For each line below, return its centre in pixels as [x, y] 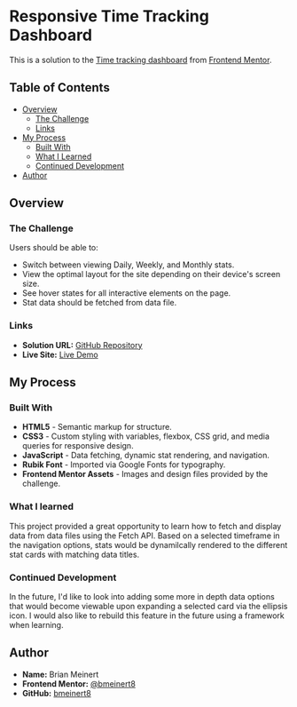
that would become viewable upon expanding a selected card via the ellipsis [148, 607]
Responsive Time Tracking [109, 16]
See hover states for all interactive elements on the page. [126, 293]
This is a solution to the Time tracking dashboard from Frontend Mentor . [141, 60]
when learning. [36, 625]
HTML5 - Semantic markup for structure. [97, 427]
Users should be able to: [54, 248]
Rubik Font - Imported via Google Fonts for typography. [124, 465]
